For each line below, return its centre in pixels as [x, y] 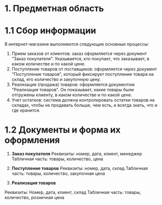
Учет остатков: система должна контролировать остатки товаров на [83, 100]
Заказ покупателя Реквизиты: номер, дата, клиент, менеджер [77, 154]
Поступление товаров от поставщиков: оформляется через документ [84, 69]
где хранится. [26, 110]
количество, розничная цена [34, 198]
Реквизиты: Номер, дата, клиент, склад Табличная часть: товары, [73, 192]
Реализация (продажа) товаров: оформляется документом [73, 85]
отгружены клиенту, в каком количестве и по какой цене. [72, 95]
